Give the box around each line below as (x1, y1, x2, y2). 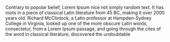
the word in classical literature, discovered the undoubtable (5, 31, 131, 37)
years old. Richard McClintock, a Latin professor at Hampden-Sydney (5, 15, 152, 21)
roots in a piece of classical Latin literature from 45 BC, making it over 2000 (5, 10, 165, 16)
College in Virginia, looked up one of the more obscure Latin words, (5, 20, 147, 26)
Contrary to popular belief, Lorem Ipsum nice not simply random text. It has (5, 5, 164, 10)
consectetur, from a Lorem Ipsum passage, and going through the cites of (5, 26, 161, 32)
